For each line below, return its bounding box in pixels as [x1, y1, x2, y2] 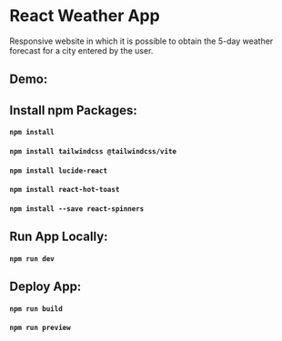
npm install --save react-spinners [9, 204, 145, 214]
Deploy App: [9, 279, 82, 295]
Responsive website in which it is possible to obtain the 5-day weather [9, 35, 274, 46]
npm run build [9, 304, 64, 314]
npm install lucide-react [9, 165, 107, 176]
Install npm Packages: [9, 102, 138, 118]
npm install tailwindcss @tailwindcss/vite [9, 146, 177, 155]
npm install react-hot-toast [9, 186, 120, 195]
